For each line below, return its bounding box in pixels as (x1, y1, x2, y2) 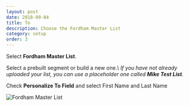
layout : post (6, 8, 39, 15)
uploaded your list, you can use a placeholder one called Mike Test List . (6, 71, 184, 77)
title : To (6, 20, 31, 26)
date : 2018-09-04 (6, 14, 49, 20)
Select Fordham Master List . (6, 53, 77, 60)
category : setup (6, 31, 46, 37)
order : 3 (6, 36, 28, 42)
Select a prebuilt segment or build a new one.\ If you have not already (6, 64, 178, 71)
